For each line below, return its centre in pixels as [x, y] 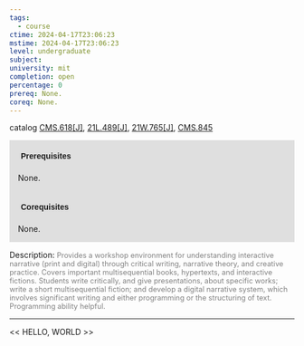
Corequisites [45, 207]
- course [34, 26]
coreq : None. [34, 102]
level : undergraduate [50, 52]
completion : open [42, 77]
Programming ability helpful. [57, 307]
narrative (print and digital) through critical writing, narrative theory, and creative [147, 264]
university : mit [40, 69]
